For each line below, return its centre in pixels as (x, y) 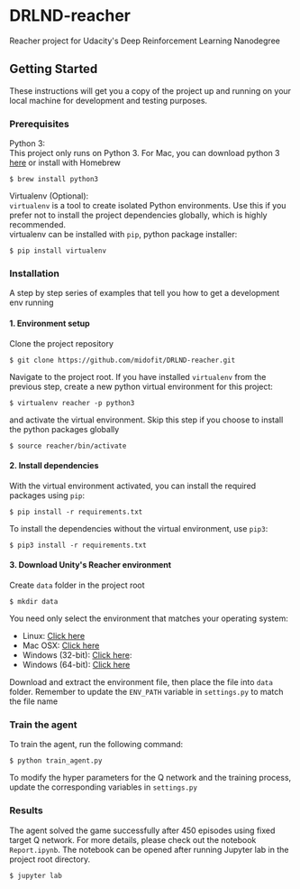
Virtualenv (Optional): (49, 196)
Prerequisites (39, 124)
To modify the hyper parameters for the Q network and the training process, (150, 778)
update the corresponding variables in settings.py (104, 787)
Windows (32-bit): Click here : (77, 654)
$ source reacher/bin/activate (68, 446)
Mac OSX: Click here (61, 645)
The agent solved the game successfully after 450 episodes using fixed (142, 830)
